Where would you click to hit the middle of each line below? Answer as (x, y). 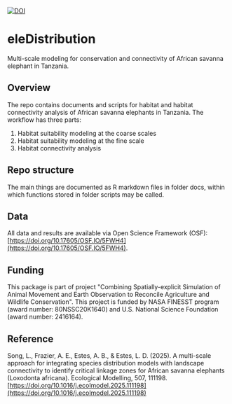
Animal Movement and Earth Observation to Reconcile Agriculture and (109, 295)
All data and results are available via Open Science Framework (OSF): (108, 233)
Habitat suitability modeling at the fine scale (81, 141)
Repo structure (41, 170)
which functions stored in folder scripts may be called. (86, 194)
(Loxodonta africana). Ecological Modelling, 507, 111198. (88, 378)
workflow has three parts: (45, 120)
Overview (29, 88)
